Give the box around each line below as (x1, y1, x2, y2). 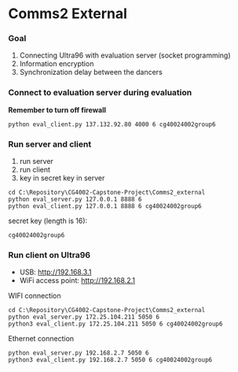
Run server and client (8, 139, 92, 150)
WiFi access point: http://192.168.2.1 (19, 276, 136, 285)
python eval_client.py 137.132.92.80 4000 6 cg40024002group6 (8, 120, 216, 128)
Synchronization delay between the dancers (19, 68, 163, 77)
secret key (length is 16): (8, 216, 88, 225)
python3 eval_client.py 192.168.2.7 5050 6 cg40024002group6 (8, 356, 213, 364)
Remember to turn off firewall (8, 105, 107, 114)
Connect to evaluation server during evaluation (8, 87, 192, 99)
